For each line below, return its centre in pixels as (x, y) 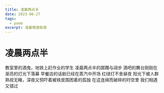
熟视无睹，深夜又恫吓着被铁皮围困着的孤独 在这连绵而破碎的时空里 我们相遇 (81, 80)
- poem (16, 23)
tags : (11, 19)
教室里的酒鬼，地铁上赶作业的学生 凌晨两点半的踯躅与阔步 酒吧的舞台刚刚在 (81, 68)
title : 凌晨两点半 (22, 9)
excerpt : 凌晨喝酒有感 (26, 28)
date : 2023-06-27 (23, 14)
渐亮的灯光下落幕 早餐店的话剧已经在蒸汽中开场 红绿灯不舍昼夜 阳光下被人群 (82, 74)
